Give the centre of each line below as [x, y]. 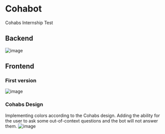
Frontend [20, 66]
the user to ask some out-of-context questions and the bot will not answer [82, 120]
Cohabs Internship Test [29, 23]
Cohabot [23, 9]
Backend [19, 38]
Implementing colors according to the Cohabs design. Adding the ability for [82, 115]
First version [21, 81]
